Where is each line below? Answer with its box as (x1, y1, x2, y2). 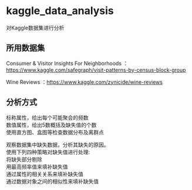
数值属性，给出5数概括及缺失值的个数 (6, 121, 97, 128)
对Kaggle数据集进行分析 (6, 24, 65, 31)
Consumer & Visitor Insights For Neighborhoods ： (6, 60, 129, 67)
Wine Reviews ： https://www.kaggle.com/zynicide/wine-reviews (6, 78, 163, 86)
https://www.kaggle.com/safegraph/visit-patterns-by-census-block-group (6, 66, 186, 73)
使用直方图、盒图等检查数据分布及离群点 (6, 128, 104, 135)
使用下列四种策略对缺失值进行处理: (6, 148, 90, 155)
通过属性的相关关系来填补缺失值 (6, 170, 83, 177)
